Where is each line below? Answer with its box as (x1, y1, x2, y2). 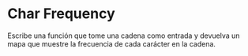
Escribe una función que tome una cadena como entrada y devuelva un (7, 31, 240, 40)
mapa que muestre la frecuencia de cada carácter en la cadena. (7, 39, 216, 48)
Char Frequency (7, 5, 115, 23)
